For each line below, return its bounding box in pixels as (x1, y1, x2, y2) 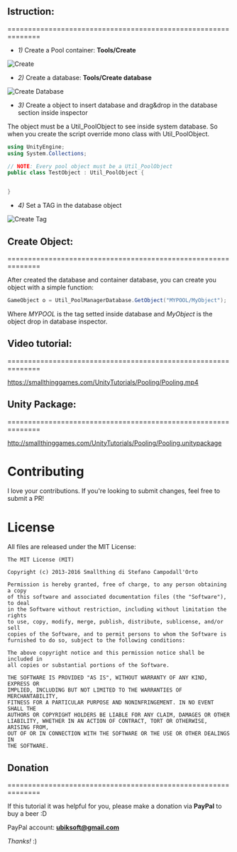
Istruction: (7, 6, 55, 18)
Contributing (7, 463, 84, 480)
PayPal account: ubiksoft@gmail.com (7, 823, 119, 832)
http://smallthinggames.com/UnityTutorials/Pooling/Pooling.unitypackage (7, 438, 222, 447)
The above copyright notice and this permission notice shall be (7, 649, 204, 657)
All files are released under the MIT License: (7, 543, 136, 551)
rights (7, 612, 27, 619)
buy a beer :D (7, 809, 48, 818)
